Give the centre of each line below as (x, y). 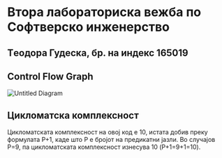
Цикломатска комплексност (73, 115)
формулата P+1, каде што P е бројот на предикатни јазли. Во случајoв (111, 140)
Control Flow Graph (50, 77)
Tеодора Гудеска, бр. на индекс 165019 (98, 53)
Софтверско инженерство (88, 27)
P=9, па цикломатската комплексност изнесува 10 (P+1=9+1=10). (104, 147)
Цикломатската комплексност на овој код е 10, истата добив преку (108, 132)
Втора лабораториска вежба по (104, 12)
